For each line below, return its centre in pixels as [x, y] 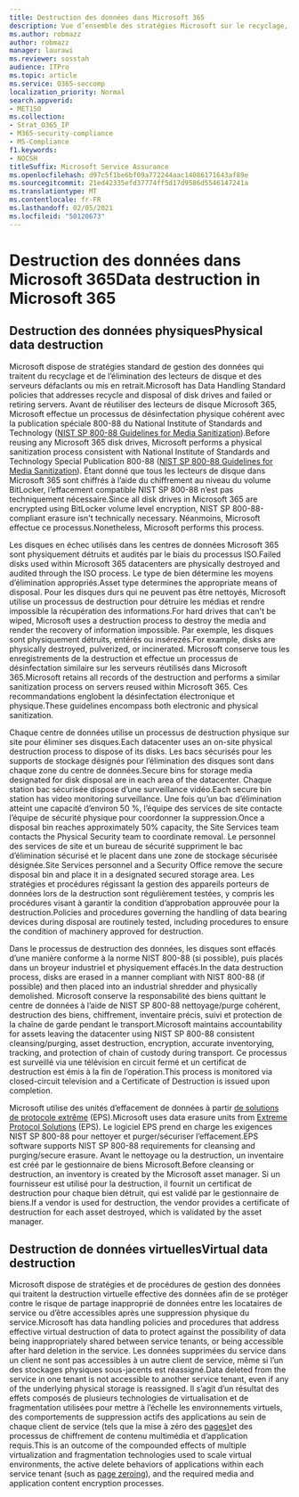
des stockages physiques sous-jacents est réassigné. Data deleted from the [148, 1370]
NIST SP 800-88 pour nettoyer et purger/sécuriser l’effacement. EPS [134, 1136]
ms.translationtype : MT [53, 192]
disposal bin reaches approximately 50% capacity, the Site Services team [144, 827]
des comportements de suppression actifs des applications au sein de [138, 1417]
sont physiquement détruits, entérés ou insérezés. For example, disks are [142, 639]
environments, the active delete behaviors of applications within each [137, 1464]
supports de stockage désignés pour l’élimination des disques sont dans [141, 761]
